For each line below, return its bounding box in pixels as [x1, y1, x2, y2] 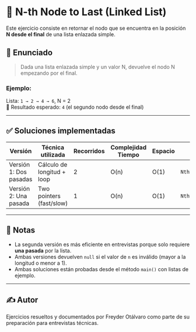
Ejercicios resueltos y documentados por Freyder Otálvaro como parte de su [6, 313, 190, 320]
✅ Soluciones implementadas [6, 126, 116, 136]
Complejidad [110, 143, 147, 151]
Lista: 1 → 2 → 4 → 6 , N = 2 [6, 98, 71, 105]
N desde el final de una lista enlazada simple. [6, 30, 116, 37]
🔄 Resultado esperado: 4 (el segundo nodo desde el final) [6, 103, 144, 110]
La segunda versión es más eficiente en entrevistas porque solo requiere [14, 241, 190, 248]
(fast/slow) [37, 199, 68, 207]
